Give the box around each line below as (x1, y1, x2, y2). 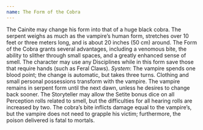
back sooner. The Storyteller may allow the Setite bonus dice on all (6, 90, 175, 98)
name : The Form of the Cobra (6, 9, 81, 15)
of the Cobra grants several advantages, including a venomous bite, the (6, 45, 187, 52)
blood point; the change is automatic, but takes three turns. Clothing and (6, 71, 190, 78)
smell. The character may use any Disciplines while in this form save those (6, 58, 194, 65)
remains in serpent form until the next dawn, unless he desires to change (6, 84, 190, 92)
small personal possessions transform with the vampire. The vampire (6, 78, 180, 85)
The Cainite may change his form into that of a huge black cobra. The (6, 26, 182, 33)
